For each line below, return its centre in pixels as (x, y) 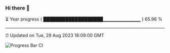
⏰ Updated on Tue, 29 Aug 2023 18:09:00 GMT (55, 35)
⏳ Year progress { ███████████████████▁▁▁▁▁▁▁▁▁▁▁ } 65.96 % (84, 19)
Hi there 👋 (18, 8)
